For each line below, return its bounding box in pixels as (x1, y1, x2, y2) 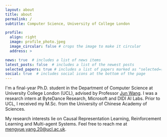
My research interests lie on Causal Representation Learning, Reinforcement (5, 116, 162, 122)
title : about (5, 12, 32, 17)
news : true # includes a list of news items (5, 58, 101, 63)
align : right (9, 35, 37, 40)
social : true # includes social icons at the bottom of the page (5, 71, 146, 76)
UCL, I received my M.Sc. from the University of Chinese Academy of (5, 101, 148, 107)
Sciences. (5, 106, 26, 112)
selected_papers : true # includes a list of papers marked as (5, 67, 137, 72)
